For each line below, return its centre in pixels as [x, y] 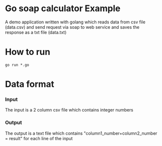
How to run [28, 52]
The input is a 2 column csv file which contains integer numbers [69, 110]
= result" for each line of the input [39, 138]
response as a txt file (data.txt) [36, 32]
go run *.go [17, 65]
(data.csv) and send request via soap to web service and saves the [72, 27]
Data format [30, 84]
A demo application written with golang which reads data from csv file [75, 22]
